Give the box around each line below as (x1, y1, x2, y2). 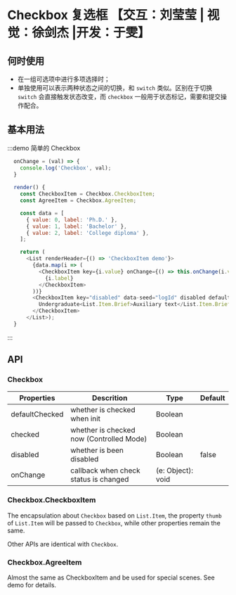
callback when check (70, 466, 140, 475)
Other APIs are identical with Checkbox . (7, 539, 119, 548)
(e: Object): (155, 466, 193, 475)
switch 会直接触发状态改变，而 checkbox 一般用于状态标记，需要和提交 (17, 93, 221, 101)
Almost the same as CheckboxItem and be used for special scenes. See (7, 573, 216, 582)
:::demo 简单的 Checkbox (7, 143, 81, 152)
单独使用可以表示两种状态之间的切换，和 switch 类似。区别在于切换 (17, 84, 213, 92)
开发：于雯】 (76, 25, 151, 41)
